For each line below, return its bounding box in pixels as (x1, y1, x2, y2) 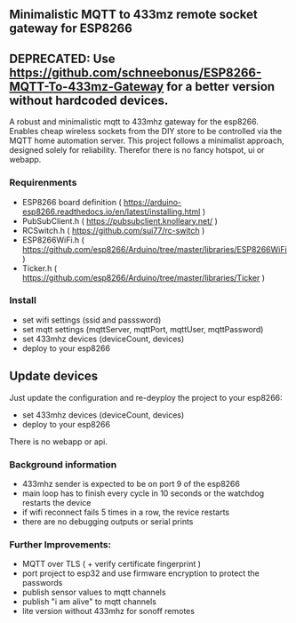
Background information (9, 458, 117, 470)
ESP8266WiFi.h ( (21, 235, 84, 245)
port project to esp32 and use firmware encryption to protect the (21, 568, 260, 579)
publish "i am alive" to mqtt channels (21, 596, 157, 607)
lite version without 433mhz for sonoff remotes (21, 606, 196, 617)
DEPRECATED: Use (9, 51, 116, 66)
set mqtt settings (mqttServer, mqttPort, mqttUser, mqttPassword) (21, 323, 264, 334)
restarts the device (21, 497, 92, 507)
